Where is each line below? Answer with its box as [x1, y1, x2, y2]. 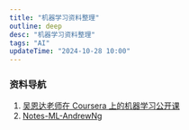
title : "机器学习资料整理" [9, 13, 100, 23]
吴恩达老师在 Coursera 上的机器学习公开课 [22, 100, 180, 111]
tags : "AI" [9, 38, 50, 48]
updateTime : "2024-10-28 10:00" [9, 47, 130, 56]
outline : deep [9, 22, 63, 31]
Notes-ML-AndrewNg [22, 110, 103, 122]
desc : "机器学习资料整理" [9, 30, 96, 39]
